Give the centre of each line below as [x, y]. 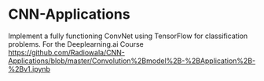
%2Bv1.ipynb [29, 69]
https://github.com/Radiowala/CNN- [67, 52]
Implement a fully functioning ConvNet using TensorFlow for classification [128, 36]
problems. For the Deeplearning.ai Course [76, 44]
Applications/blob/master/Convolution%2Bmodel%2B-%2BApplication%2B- [132, 61]
